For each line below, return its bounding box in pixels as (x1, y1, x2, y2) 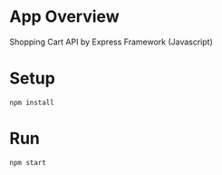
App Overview (9, 6, 120, 27)
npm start (9, 158, 47, 167)
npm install (9, 98, 54, 107)
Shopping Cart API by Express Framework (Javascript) (9, 36, 213, 47)
